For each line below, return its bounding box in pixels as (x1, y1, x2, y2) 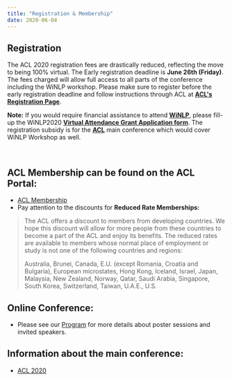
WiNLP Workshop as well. (7, 133, 81, 142)
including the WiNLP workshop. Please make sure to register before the (7, 83, 212, 91)
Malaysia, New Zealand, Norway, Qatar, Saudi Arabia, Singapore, (24, 275, 210, 283)
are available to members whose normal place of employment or (24, 239, 209, 247)
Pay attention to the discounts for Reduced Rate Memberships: (17, 203, 200, 212)
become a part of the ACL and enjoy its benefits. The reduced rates (24, 232, 217, 240)
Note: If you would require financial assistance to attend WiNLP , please (7, 111, 212, 119)
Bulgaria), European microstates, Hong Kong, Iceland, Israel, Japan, (24, 267, 219, 276)
